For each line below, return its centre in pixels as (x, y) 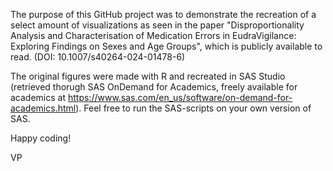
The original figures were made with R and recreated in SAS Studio (148, 76)
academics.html (43, 108)
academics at (38, 97)
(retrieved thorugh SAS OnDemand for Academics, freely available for (154, 87)
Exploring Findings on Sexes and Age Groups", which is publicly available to (166, 46)
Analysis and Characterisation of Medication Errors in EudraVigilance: (153, 35)
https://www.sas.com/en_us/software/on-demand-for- (180, 97)
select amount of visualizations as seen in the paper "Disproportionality (157, 25)
